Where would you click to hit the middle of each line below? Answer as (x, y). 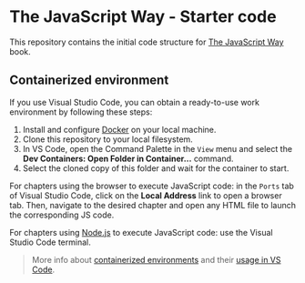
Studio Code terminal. (50, 242)
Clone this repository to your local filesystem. (107, 139)
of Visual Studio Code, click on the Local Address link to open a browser (146, 195)
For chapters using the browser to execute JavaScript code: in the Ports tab (152, 186)
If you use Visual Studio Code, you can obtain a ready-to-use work (134, 102)
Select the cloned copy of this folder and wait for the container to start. (156, 168)
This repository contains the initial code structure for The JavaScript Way (147, 42)
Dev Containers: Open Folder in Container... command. (128, 158)
